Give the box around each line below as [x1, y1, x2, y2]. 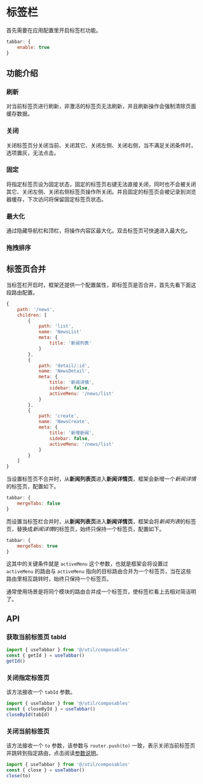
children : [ [17, 312, 47, 318]
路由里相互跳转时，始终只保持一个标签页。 [6, 575, 112, 582]
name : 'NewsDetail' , [38, 368, 90, 374]
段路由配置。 [6, 288, 38, 296]
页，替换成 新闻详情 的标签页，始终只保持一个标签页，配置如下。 [6, 525, 164, 532]
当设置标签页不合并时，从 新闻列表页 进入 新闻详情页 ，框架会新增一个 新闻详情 [6, 475, 196, 483]
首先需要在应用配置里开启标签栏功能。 [6, 27, 101, 34]
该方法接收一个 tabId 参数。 [6, 688, 76, 695]
